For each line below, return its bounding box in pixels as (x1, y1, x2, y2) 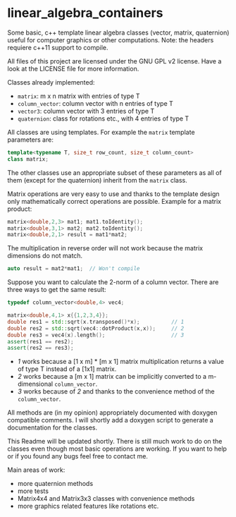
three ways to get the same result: (7, 286, 107, 294)
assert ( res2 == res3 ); (7, 344, 74, 352)
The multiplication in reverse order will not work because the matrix (7, 244, 203, 253)
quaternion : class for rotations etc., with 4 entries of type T (17, 114, 190, 123)
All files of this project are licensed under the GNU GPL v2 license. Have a (7, 56, 222, 65)
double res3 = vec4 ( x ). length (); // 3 (7, 332, 185, 339)
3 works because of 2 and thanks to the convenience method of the (17, 387, 215, 396)
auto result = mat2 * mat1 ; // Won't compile (7, 265, 140, 272)
